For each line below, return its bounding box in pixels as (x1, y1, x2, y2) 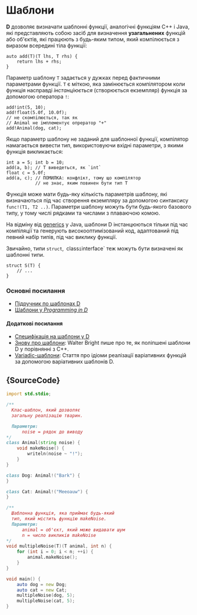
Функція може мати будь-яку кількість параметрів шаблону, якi (6, 190, 168, 198)
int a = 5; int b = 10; (6, 159, 65, 166)
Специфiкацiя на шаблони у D (14, 333, 90, 340)
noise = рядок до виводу (21, 429, 83, 435)
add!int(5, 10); (6, 104, 46, 110)
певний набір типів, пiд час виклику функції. (6, 233, 117, 240)
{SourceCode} (6, 375, 61, 385)
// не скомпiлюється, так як (6, 115, 78, 121)
